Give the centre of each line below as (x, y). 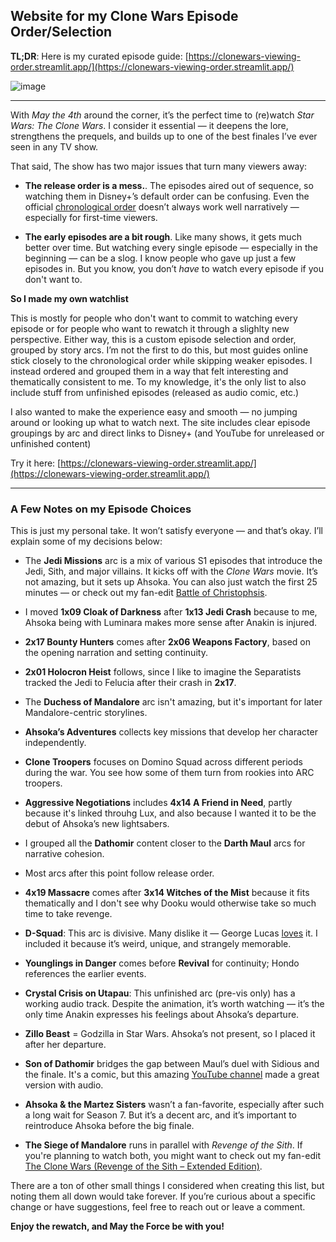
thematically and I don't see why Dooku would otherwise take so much (170, 903)
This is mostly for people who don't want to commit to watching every (154, 318)
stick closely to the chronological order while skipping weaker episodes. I (161, 360)
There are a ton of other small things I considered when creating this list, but (167, 1186)
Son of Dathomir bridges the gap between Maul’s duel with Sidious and (172, 1064)
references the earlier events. (85, 974)
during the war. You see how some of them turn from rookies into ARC (169, 773)
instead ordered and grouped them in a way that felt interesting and (149, 371)
